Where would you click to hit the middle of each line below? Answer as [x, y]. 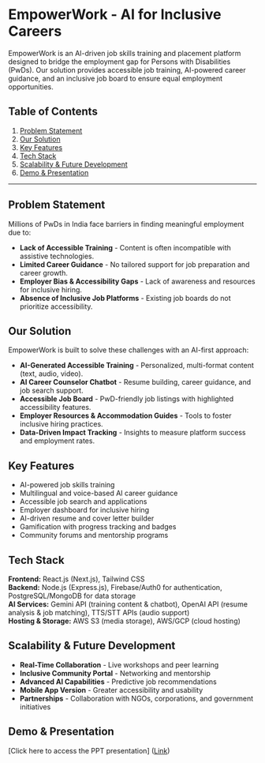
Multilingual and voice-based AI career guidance [99, 493]
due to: [20, 232]
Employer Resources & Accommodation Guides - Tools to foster [125, 415]
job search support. [52, 391]
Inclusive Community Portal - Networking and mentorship [115, 673]
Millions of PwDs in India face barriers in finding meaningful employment [126, 224]
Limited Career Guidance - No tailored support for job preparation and [134, 264]
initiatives [35, 707]
